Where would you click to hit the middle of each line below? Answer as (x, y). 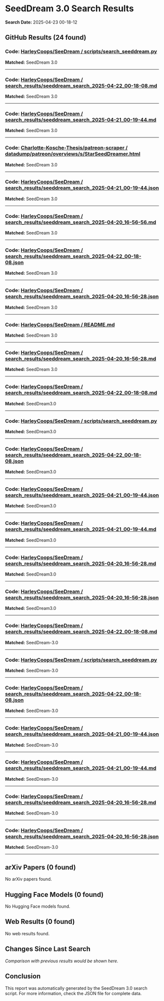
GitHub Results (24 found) (46, 38)
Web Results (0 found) (40, 922)
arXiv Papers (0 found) (41, 867)
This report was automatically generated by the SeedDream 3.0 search (76, 988)
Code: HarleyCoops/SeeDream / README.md (60, 324)
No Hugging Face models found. (38, 906)
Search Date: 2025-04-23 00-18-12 (41, 22)
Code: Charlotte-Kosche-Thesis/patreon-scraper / (66, 148)
